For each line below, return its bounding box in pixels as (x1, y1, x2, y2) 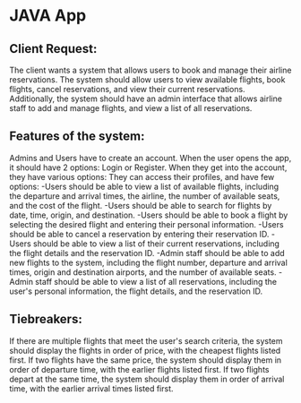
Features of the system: (9, 129, 145, 144)
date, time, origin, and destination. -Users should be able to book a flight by (9, 210, 288, 220)
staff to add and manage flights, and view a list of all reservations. (9, 103, 253, 113)
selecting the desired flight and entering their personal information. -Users (9, 219, 284, 229)
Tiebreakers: (9, 312, 82, 327)
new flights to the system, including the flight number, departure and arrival (9, 257, 288, 268)
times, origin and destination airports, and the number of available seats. (9, 266, 277, 278)
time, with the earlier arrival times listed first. (9, 382, 174, 394)
